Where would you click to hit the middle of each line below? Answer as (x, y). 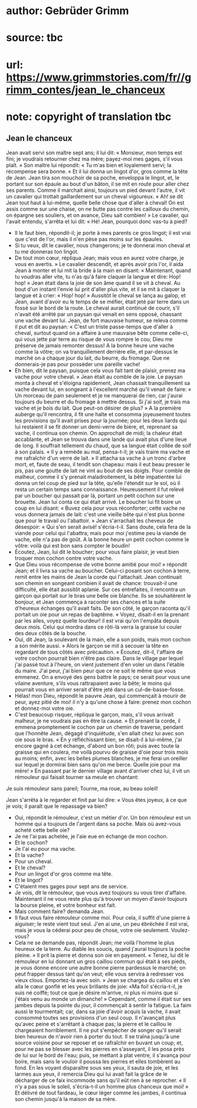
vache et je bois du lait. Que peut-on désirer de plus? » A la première (98, 408)
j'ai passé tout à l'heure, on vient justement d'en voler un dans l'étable (100, 664)
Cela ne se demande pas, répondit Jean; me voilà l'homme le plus (94, 943)
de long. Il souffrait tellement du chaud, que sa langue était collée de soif (103, 445)
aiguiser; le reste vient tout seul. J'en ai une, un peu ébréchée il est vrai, (102, 924)
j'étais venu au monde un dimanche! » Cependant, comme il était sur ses (103, 998)
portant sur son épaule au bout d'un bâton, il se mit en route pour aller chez (98, 184)
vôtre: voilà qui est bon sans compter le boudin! (72, 545)
